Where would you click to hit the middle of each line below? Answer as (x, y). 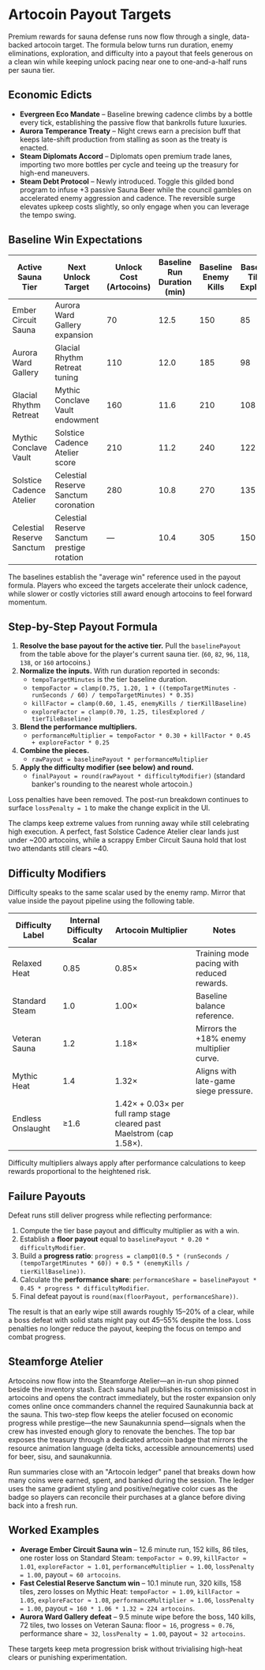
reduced (211, 973)
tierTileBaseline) (62, 719)
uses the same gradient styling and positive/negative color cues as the (123, 1488)
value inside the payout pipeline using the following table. (101, 901)
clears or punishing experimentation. (68, 1657)
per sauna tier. (32, 70)
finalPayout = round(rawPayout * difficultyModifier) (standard (138, 776)
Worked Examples (54, 1530)
